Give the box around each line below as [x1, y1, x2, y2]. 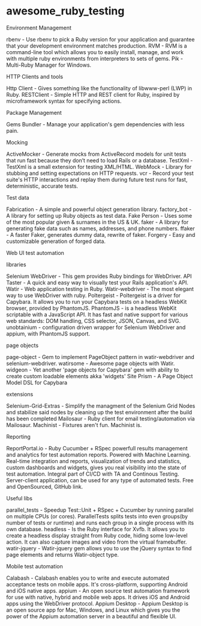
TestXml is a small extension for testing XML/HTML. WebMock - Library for [6, 163, 192, 170]
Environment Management [6, 24, 72, 31]
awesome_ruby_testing [6, 4, 125, 18]
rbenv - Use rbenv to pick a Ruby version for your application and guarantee [6, 35, 195, 43]
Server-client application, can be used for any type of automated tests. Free [6, 476, 194, 483]
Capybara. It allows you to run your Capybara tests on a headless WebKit [6, 298, 187, 305]
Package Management [6, 109, 62, 116]
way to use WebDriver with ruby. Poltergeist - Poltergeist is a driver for [6, 292, 181, 299]
